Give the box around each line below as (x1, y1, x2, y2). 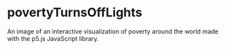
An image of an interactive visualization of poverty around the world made (7, 27, 219, 35)
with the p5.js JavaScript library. (7, 34, 99, 42)
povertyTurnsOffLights (7, 5, 143, 20)
